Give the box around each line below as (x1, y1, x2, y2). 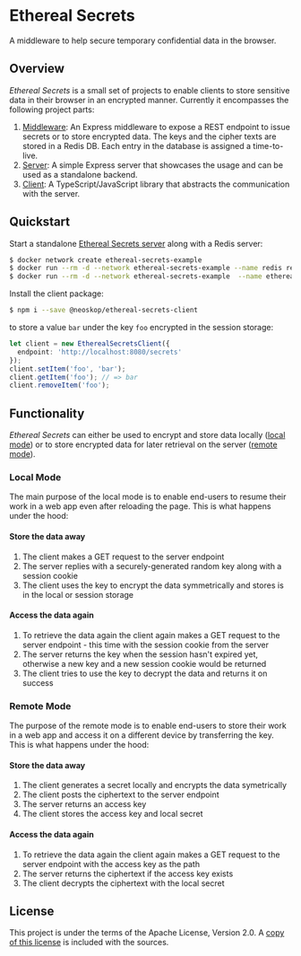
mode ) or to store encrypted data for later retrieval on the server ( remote (9, 439, 278, 450)
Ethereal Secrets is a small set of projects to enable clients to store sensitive (9, 84, 290, 95)
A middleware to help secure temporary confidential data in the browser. (9, 35, 277, 46)
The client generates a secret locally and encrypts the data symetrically (21, 780, 288, 791)
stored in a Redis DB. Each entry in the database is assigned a (21, 140, 252, 151)
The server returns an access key (21, 799, 147, 810)
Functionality (9, 406, 85, 421)
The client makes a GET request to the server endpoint (21, 551, 225, 562)
